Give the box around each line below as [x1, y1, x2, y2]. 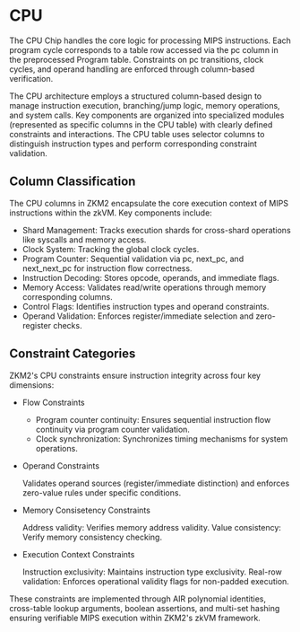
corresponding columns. [21, 291, 114, 302]
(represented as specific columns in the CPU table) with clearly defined [9, 118, 273, 130]
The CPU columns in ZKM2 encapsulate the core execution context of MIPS [9, 197, 289, 208]
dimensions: [9, 379, 55, 391]
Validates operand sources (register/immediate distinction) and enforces [21, 478, 290, 488]
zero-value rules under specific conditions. [21, 487, 182, 498]
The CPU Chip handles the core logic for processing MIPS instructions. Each [9, 35, 291, 46]
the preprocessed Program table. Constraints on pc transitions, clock [9, 54, 264, 65]
